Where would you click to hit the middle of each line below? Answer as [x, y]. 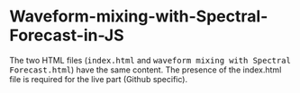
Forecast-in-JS [67, 35]
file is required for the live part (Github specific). [98, 79]
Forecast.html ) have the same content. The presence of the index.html [145, 70]
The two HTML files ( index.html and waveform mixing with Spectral [150, 60]
